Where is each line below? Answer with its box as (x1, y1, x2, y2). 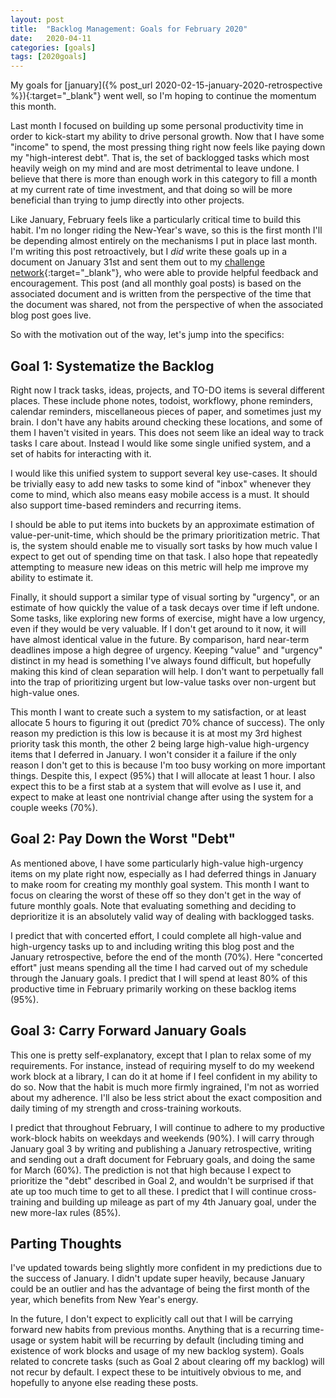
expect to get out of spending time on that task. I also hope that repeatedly (10, 550, 319, 562)
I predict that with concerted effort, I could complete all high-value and (10, 929, 302, 941)
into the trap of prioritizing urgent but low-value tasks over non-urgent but (10, 676, 317, 688)
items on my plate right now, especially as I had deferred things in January (10, 867, 317, 880)
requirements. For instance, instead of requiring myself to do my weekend (10, 1059, 315, 1071)
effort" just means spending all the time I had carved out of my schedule (10, 961, 309, 973)
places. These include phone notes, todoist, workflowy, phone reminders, (10, 394, 314, 406)
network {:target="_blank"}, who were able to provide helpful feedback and (10, 267, 319, 279)
